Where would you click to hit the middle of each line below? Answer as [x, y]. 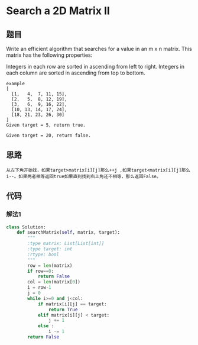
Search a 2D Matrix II [58, 11]
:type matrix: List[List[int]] [66, 244]
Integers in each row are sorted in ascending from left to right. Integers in [95, 67]
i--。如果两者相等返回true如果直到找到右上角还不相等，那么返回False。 [84, 176]
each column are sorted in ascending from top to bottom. [76, 73]
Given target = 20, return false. [49, 136]
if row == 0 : [41, 271]
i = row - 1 [39, 288]
